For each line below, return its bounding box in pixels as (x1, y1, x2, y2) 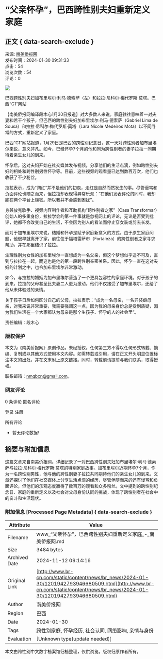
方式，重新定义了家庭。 (13, 130, 61, 135)
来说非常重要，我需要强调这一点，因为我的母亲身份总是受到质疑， (21, 303, 154, 309)
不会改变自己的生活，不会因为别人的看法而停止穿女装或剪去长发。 (21, 220, 154, 225)
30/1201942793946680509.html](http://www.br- (36, 580, 154, 587)
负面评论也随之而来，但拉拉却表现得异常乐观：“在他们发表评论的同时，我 (5, 191, 152, 197)
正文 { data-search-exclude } (5, 37, 94, 46)
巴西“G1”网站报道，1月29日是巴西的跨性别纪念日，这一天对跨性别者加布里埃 (5, 140, 157, 146)
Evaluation (7, 635, 32, 642)
